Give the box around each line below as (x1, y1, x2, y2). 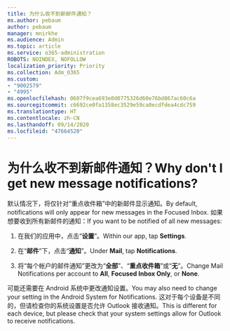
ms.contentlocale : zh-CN (7, 114, 80, 121)
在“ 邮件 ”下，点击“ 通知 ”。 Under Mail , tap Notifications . (17, 247, 177, 255)
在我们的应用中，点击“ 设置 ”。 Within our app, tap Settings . (17, 232, 187, 241)
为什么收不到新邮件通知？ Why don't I (7, 160, 223, 176)
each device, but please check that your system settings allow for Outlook (7, 309, 222, 318)
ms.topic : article (7, 43, 61, 50)
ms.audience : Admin (7, 36, 65, 43)
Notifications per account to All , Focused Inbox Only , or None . (17, 269, 200, 278)
